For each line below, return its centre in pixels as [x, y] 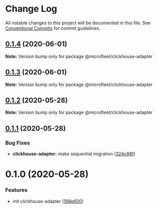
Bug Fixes [18, 143]
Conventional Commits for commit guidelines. [53, 28]
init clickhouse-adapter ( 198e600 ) [48, 201]
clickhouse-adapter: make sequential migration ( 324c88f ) [74, 154]
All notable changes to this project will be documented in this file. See [78, 23]
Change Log [31, 9]
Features [16, 190]
